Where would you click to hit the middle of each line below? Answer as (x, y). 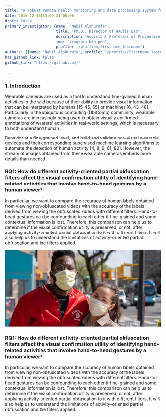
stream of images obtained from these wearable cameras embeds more (78, 153)
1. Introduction (23, 86)
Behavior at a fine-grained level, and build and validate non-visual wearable (82, 138)
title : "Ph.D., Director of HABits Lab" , (99, 31)
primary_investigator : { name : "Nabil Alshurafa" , (57, 26)
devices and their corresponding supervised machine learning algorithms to (82, 143)
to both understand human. (33, 128)
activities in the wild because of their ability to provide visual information (79, 102)
